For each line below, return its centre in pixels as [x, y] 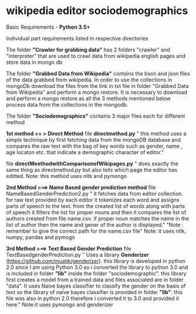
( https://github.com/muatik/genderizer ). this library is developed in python [96, 261]
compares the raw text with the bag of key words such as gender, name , [94, 146]
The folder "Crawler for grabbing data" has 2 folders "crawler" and [88, 50]
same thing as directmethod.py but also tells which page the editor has [92, 170]
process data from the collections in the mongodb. [67, 104]
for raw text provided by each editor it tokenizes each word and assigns [93, 200]
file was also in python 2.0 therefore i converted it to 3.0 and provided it [93, 298]
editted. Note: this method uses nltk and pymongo [67, 176]
